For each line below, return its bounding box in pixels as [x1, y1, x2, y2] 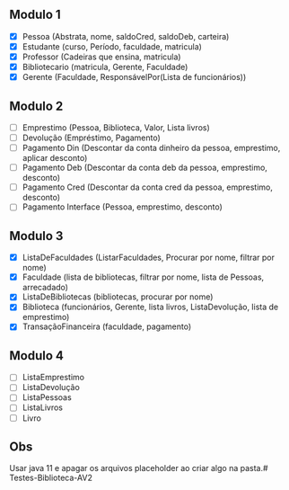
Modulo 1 [9, 7, 61, 22]
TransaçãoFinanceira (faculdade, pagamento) [22, 321, 191, 332]
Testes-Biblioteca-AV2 [9, 472, 92, 484]
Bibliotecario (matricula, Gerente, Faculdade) [22, 62, 188, 72]
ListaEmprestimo [22, 372, 85, 383]
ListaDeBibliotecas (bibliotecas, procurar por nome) [22, 291, 214, 302]
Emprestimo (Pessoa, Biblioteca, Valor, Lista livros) [22, 121, 211, 133]
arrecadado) [22, 282, 69, 293]
